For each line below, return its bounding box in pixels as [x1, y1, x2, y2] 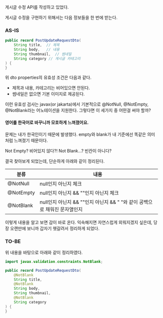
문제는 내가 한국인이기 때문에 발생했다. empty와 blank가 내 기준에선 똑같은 [5, 131, 147, 137]
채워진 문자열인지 [45, 206, 83, 213]
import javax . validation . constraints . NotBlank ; [5, 259, 103, 264]
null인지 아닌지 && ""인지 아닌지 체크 [39, 189, 119, 196]
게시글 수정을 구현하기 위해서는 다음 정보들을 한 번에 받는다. [5, 15, 118, 20]
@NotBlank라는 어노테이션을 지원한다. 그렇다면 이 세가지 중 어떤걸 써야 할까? [5, 108, 151, 113]
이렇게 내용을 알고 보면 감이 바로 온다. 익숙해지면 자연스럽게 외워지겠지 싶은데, [5, 219, 153, 225]
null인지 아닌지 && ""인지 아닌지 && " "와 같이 [39, 199, 138, 206]
